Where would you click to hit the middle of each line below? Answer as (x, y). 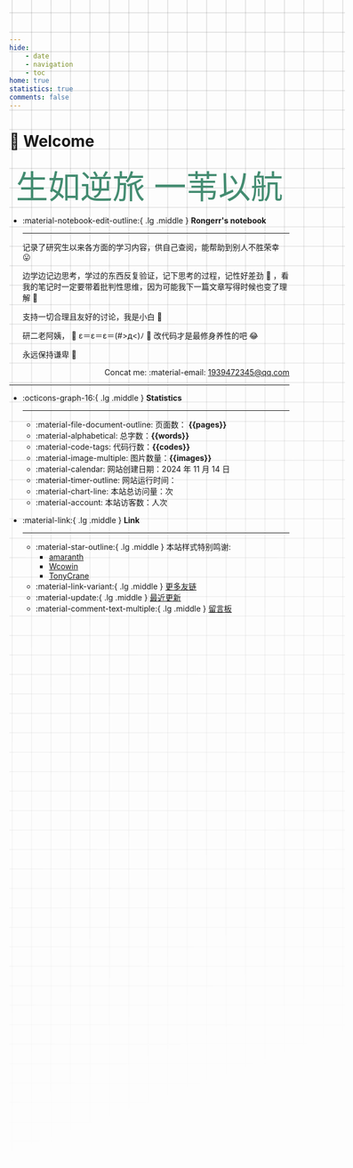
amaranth (66, 557)
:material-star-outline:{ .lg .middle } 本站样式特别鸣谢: (133, 546)
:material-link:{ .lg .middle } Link (81, 520)
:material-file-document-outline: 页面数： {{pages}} (131, 424)
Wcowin (63, 566)
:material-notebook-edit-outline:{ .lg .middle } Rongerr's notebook (144, 220)
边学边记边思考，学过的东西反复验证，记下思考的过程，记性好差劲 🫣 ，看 (155, 275)
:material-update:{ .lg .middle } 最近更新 (108, 597)
